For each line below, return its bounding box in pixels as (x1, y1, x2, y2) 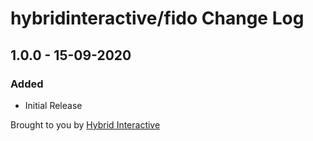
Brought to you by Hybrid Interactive (10, 118, 161, 131)
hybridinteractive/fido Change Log (10, 7, 305, 30)
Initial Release (24, 99, 83, 111)
